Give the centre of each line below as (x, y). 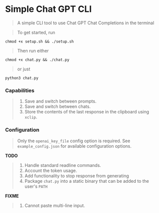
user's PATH (36, 186)
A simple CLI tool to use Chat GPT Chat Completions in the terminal (86, 23)
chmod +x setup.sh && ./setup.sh (40, 41)
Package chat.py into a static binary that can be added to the (87, 181)
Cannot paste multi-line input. (55, 205)
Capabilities (20, 90)
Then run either (33, 51)
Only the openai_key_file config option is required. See (74, 141)
